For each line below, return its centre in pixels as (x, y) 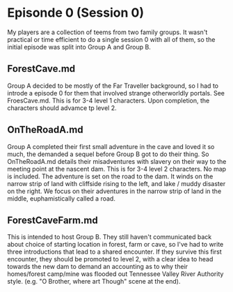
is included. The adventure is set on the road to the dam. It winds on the (110, 176)
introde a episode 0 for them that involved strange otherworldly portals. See (116, 93)
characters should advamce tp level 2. (62, 108)
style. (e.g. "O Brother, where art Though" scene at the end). (94, 282)
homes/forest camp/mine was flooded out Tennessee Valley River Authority (115, 274)
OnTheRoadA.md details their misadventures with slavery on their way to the (117, 161)
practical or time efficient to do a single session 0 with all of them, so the (111, 39)
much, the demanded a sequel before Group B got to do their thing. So (108, 154)
